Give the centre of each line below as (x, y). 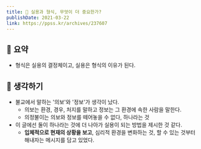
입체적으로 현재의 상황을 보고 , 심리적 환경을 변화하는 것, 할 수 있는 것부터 (110, 132)
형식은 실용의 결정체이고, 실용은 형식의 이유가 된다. (75, 65)
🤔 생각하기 (25, 86)
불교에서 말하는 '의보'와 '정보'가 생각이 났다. (67, 102)
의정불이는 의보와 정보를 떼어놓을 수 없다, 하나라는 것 (87, 117)
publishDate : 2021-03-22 (38, 18)
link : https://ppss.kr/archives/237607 (57, 23)
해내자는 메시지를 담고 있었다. (59, 140)
